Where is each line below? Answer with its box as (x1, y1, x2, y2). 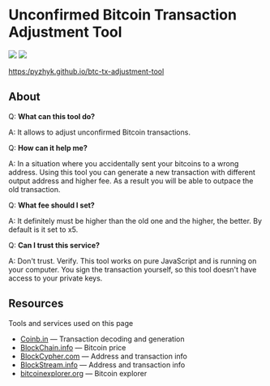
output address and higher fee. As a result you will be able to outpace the (8, 176, 254, 186)
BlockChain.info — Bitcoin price (19, 342, 126, 352)
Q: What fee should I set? (8, 200, 95, 210)
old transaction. (8, 184, 61, 194)
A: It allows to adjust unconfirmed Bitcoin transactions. (8, 127, 191, 137)
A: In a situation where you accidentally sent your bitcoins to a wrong (8, 158, 239, 168)
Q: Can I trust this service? (8, 240, 100, 250)
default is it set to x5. (8, 225, 79, 234)
